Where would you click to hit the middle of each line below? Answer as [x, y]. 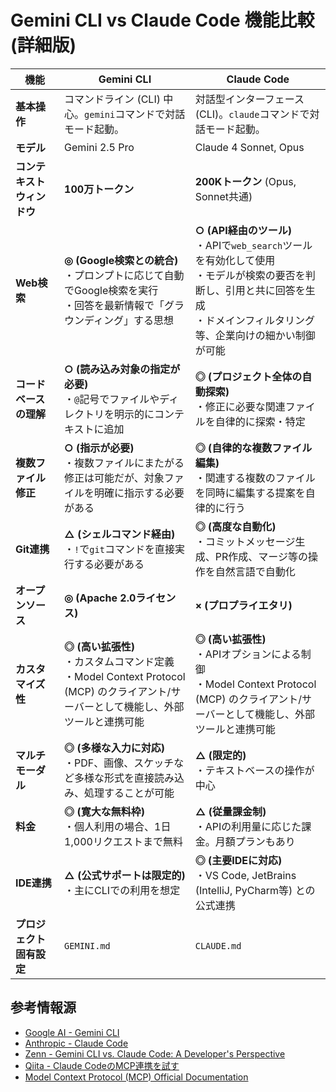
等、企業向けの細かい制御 [255, 335]
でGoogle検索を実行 [111, 290]
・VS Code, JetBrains [245, 875]
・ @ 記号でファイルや [112, 399]
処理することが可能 [129, 793]
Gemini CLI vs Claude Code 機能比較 [162, 20]
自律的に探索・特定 [260, 421]
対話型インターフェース [249, 99]
